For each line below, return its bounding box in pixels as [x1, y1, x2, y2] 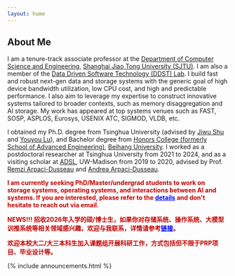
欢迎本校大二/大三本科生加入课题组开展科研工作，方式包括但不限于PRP [7, 239, 213, 247]
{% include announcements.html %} [7, 262, 112, 270]
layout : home [7, 10, 46, 18]
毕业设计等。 [19, 248, 57, 256]
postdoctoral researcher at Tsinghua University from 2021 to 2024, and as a [7, 150, 227, 158]
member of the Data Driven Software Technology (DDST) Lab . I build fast [7, 69, 219, 78]
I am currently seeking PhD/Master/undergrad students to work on [7, 179, 206, 187]
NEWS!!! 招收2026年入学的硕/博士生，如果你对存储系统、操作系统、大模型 [7, 215, 224, 224]
